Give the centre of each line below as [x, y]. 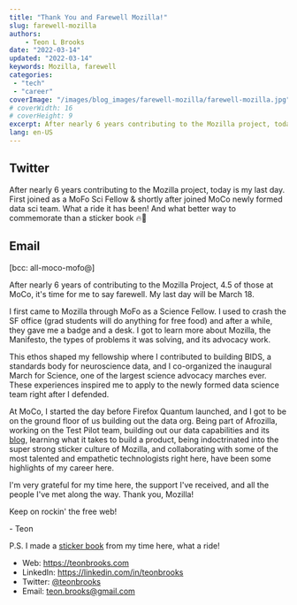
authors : [25, 34]
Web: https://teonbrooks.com [76, 563]
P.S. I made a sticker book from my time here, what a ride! [114, 546]
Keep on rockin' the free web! [63, 511]
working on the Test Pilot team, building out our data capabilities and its [139, 430]
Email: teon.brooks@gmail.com [78, 591]
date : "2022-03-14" [45, 50]
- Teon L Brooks [55, 42]
